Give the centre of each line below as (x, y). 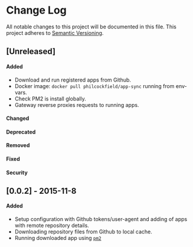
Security (17, 173)
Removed (18, 145)
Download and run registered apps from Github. (73, 80)
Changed (18, 118)
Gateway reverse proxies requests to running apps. (77, 105)
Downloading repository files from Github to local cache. (83, 232)
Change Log (36, 10)
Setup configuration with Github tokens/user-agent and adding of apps (101, 219)
